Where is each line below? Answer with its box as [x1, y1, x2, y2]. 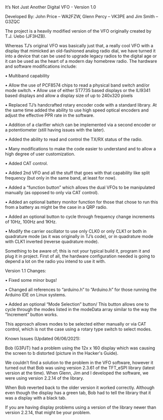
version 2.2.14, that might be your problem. [5, 410, 91, 415]
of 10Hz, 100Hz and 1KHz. [5, 219, 57, 224]
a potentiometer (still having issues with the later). [5, 127, 106, 133]
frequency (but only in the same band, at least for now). [5, 175, 117, 181]
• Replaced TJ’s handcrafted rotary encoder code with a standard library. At [5, 102, 157, 108]
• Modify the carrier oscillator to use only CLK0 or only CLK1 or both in [5, 228, 147, 234]
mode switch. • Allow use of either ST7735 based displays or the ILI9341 [5, 88, 151, 93]
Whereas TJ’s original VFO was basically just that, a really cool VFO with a [5, 43, 153, 48]
